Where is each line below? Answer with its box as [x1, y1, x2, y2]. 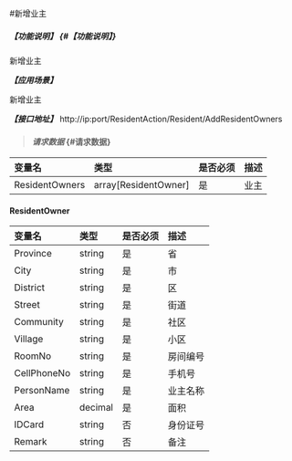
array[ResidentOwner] [94, 179, 190, 192]
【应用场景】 [9, 74, 57, 85]
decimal [78, 401, 114, 414]
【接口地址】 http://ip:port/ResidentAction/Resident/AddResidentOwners [9, 113, 283, 124]
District [14, 281, 46, 294]
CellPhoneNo [14, 367, 71, 380]
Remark [14, 435, 47, 448]
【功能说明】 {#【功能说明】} [9, 30, 117, 41]
